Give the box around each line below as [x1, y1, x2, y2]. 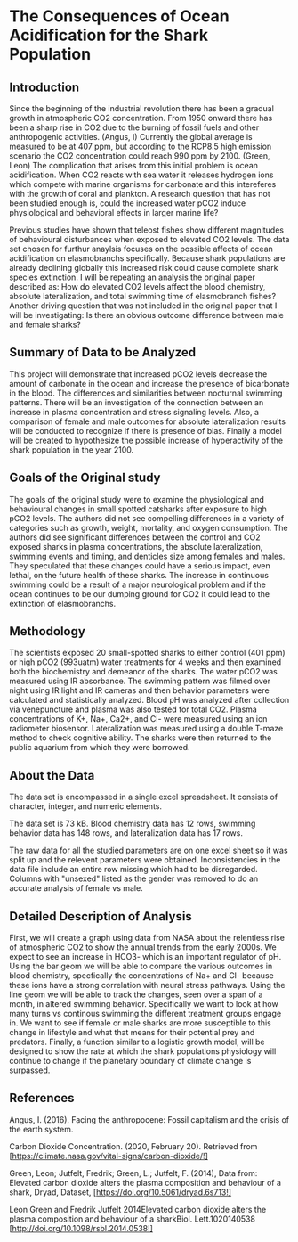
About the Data [9, 768, 95, 783]
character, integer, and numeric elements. [9, 801, 163, 812]
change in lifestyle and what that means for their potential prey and [9, 1027, 255, 1038]
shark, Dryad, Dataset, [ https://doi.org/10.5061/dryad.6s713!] [9, 1187, 232, 1197]
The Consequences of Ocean [9, 6, 230, 27]
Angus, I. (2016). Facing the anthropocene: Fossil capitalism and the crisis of [9, 1114, 290, 1124]
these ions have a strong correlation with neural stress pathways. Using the [9, 980, 286, 991]
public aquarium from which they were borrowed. [9, 742, 190, 753]
